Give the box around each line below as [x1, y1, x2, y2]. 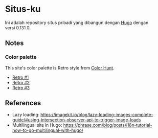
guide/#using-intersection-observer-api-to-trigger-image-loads [12, 117, 141, 123]
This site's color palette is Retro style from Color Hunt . [5, 65, 114, 70]
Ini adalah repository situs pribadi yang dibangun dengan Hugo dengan [5, 20, 149, 25]
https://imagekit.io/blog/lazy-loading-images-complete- [40, 112, 153, 118]
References [5, 99, 41, 107]
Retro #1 [12, 74, 29, 80]
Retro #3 [12, 85, 30, 91]
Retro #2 [12, 79, 30, 85]
